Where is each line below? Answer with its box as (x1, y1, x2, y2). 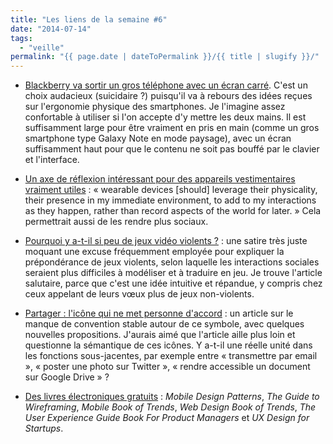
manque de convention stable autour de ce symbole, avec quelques (24, 318, 305, 330)
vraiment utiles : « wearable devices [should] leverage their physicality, (24, 184, 318, 196)
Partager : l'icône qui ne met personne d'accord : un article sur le (24, 307, 294, 320)
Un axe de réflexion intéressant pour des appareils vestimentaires (24, 173, 296, 185)
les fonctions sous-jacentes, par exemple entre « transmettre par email (24, 350, 318, 362)
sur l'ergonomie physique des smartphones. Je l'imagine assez (24, 101, 286, 113)
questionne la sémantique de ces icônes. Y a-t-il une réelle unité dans (24, 339, 313, 351)
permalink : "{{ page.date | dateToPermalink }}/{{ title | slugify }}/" (10, 52, 320, 62)
